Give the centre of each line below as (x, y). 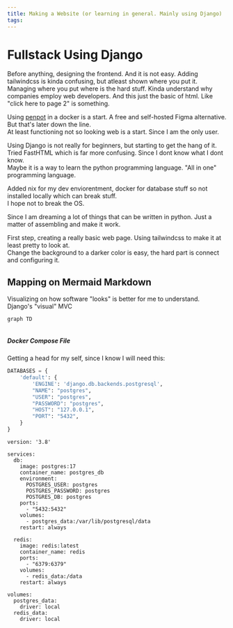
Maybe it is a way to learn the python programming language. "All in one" (112, 167)
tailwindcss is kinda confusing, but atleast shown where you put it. (103, 82)
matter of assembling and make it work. (64, 225)
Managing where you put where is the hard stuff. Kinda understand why (110, 89)
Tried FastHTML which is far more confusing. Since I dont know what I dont (115, 153)
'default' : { (39, 377)
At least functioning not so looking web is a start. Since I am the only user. (113, 132)
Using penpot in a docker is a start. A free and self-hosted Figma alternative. (117, 117)
